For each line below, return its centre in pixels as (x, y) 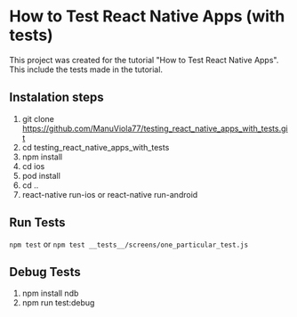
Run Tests (37, 223)
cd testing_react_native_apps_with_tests (96, 147)
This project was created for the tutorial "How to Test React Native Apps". (144, 60)
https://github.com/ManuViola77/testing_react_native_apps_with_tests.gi (155, 128)
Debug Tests (45, 272)
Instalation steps (56, 98)
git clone (38, 118)
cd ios (33, 166)
